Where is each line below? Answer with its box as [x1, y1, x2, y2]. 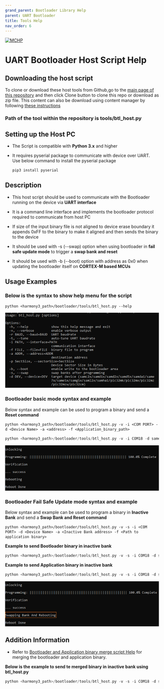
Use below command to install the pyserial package [12, 157, 116, 164]
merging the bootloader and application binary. [12, 654, 107, 660]
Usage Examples [5, 277, 57, 286]
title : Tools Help [5, 18, 42, 23]
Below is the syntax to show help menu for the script [5, 292, 132, 299]
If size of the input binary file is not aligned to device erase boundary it [12, 223, 155, 229]
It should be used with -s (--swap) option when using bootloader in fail [12, 243, 155, 249]
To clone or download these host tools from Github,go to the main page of [5, 87, 154, 93]
